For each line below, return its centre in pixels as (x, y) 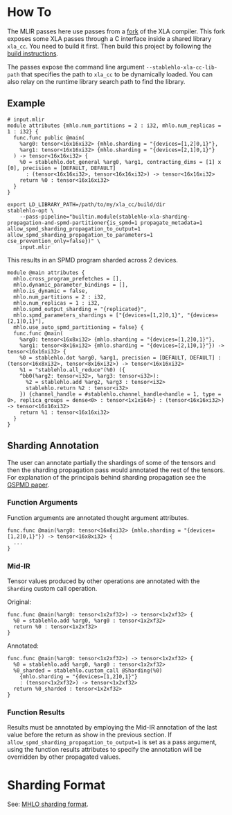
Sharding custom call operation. (52, 589)
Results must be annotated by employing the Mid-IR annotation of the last (112, 728)
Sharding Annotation (53, 446)
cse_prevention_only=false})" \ (54, 241)
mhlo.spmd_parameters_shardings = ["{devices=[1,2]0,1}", (99, 315)
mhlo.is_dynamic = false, (51, 291)
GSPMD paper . (28, 485)
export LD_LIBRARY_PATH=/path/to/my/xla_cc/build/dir (87, 204)
